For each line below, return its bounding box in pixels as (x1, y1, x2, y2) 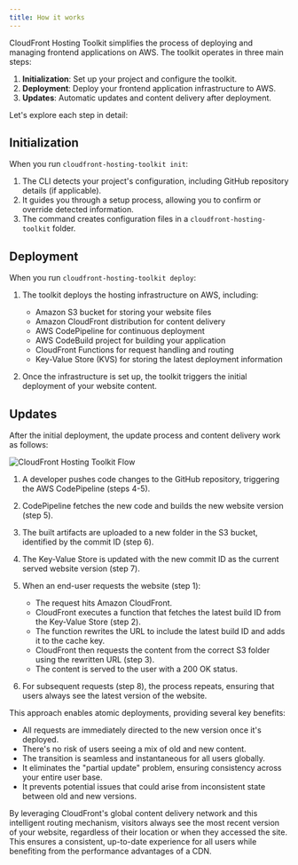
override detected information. (21, 204, 135, 215)
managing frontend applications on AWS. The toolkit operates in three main (9, 46, 284, 58)
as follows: (9, 440, 49, 450)
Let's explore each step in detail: (9, 109, 129, 120)
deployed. (21, 734, 59, 745)
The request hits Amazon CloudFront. (35, 598, 173, 608)
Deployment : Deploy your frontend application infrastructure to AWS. (21, 83, 277, 93)
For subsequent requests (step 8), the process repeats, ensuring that (21, 681, 275, 692)
